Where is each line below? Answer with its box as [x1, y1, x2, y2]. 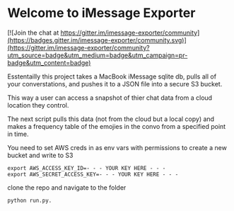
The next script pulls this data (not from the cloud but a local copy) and [7, 115, 214, 123]
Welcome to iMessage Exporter [7, 5, 196, 21]
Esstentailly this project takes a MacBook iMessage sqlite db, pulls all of [7, 72, 217, 81]
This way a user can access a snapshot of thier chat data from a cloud [7, 93, 213, 102]
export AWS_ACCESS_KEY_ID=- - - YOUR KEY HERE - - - [7, 164, 166, 171]
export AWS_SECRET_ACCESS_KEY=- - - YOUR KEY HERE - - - [7, 171, 179, 178]
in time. [7, 130, 30, 138]
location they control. [7, 101, 69, 109]
